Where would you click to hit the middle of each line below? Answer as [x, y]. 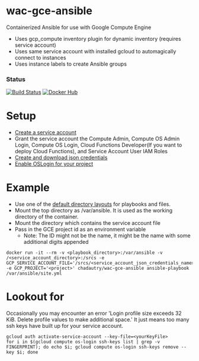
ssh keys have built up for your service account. [65, 326]
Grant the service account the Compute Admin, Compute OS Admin [97, 139]
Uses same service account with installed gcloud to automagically [95, 51]
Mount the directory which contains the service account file [88, 223]
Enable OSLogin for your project [54, 164]
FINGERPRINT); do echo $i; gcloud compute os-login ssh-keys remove [92, 347]
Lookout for [35, 297]
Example [28, 188]
